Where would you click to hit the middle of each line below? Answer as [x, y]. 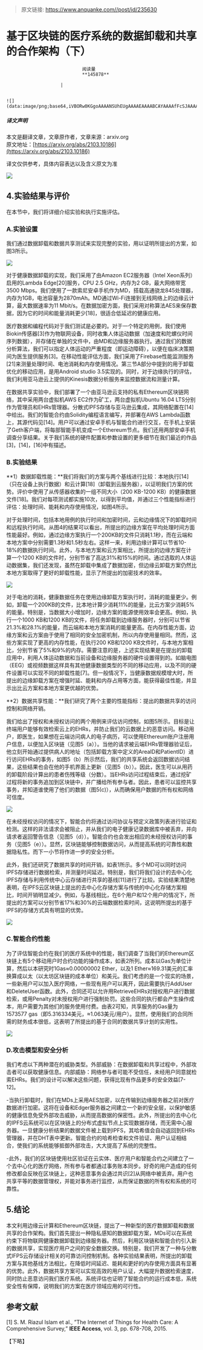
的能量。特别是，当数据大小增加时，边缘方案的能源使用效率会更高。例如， [99, 613]
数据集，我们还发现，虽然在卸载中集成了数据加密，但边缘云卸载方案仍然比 [104, 565]
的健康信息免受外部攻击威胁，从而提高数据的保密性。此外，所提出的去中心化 [101, 1115]
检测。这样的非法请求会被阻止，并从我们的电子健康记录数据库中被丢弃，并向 [101, 829]
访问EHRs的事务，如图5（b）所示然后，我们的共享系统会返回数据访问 [98, 759]
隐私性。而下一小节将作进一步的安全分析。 [64, 852]
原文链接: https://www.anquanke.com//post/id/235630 [89, 9]
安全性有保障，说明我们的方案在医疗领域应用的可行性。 [75, 1286]
